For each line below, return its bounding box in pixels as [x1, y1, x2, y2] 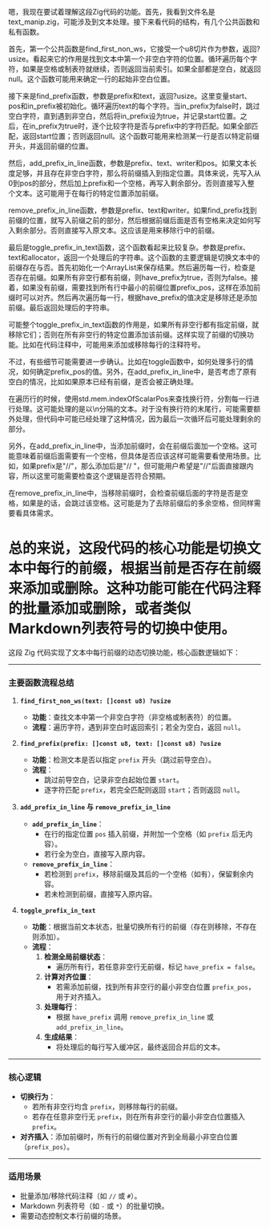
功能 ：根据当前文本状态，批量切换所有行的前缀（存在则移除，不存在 [31, 922, 257, 932]
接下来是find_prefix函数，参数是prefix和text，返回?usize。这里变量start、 [8, 91, 252, 100]
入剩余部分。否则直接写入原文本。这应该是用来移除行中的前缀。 [8, 225, 219, 235]
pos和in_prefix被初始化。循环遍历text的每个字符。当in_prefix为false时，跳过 [8, 101, 260, 111]
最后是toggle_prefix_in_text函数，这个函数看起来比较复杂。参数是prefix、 [8, 243, 251, 252]
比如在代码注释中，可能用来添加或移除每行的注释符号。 [22, 340, 205, 349]
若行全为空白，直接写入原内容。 [43, 849, 150, 859]
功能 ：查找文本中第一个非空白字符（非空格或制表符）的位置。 [31, 712, 236, 722]
